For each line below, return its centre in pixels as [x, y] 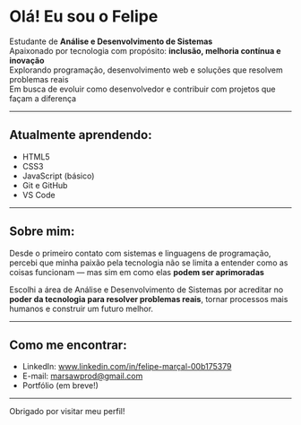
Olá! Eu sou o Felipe [84, 17]
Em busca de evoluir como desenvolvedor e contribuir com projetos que [142, 89]
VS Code [39, 195]
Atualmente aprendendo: [81, 135]
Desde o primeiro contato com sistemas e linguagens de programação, [140, 253]
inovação [27, 60]
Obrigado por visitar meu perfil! [67, 412]
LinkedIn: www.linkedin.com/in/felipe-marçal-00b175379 [127, 367]
